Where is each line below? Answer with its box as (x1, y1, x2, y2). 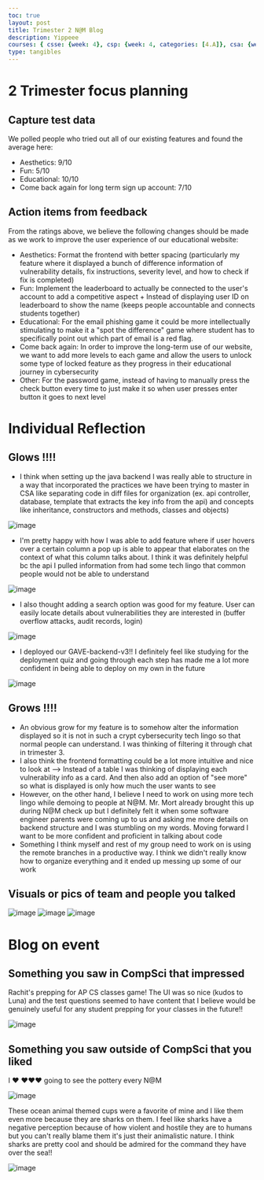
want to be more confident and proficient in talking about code (19, 831, 222, 840)
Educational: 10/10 (19, 175, 79, 183)
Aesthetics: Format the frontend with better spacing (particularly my (19, 249, 240, 260)
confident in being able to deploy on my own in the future (19, 663, 206, 673)
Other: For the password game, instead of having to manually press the (19, 375, 250, 385)
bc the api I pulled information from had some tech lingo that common (19, 560, 246, 570)
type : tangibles (8, 48, 61, 56)
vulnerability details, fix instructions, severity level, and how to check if (19, 267, 249, 276)
